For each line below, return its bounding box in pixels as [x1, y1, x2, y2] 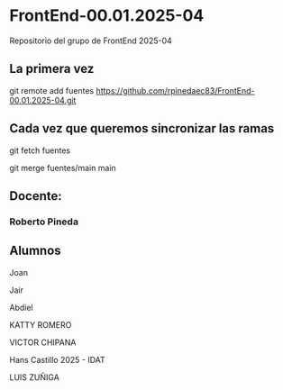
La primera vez [9, 61, 95, 77]
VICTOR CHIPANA [9, 337, 77, 348]
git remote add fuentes [9, 85, 95, 95]
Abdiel [9, 302, 33, 313]
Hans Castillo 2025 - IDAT [9, 354, 105, 365]
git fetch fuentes [9, 145, 70, 156]
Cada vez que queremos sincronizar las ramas [9, 121, 275, 136]
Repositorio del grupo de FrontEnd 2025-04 [9, 35, 173, 46]
